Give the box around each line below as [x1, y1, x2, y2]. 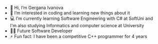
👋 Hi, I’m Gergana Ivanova [9, 5, 63, 10]
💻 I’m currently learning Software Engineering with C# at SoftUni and [9, 15, 153, 21]
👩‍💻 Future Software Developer [9, 28, 73, 34]
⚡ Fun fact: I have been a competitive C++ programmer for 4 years [9, 34, 147, 39]
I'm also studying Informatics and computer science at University [9, 23, 144, 28]
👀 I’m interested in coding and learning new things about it [9, 10, 130, 16]
